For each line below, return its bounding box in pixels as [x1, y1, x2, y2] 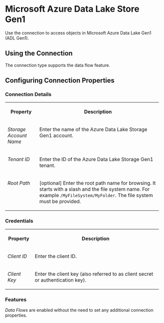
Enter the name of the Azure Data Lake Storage [39, 126, 147, 133]
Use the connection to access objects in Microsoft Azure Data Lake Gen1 [5, 30, 151, 36]
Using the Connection [5, 49, 73, 58]
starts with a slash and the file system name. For [39, 186, 150, 193]
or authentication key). [35, 277, 86, 283]
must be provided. [39, 198, 82, 205]
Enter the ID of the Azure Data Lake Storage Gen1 [39, 156, 154, 163]
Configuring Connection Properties [5, 77, 115, 85]
